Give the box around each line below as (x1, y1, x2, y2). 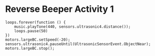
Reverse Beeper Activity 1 (5, 3, 114, 15)
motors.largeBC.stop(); (5, 46, 55, 51)
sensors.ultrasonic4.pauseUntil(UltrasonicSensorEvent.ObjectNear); (5, 41, 151, 47)
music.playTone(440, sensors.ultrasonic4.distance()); (14, 24, 131, 29)
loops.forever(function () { (5, 20, 66, 25)
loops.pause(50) (14, 28, 48, 33)
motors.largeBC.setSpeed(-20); (5, 37, 70, 42)
